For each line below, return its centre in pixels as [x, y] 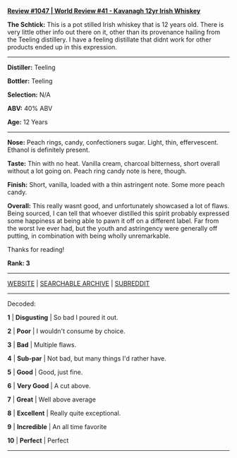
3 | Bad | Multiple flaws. [42, 345]
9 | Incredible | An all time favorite [57, 427]
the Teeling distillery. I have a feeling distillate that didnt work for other [109, 40]
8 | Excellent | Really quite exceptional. [64, 413]
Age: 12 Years [28, 122]
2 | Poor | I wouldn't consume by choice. [66, 331]
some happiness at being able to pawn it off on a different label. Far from [113, 221]
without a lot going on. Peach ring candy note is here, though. [97, 171]
